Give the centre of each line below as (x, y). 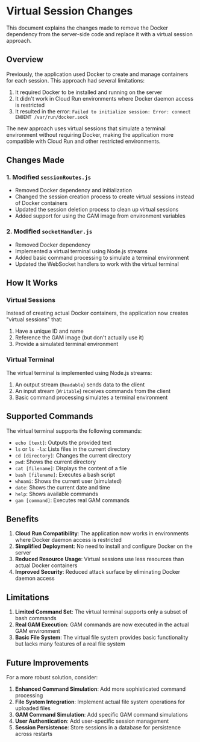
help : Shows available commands (56, 494)
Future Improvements (48, 663)
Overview (25, 59)
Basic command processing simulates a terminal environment (91, 397)
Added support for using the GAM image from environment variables (100, 216)
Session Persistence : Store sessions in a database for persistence (98, 727)
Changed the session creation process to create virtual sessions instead (105, 197)
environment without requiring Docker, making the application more (90, 134)
